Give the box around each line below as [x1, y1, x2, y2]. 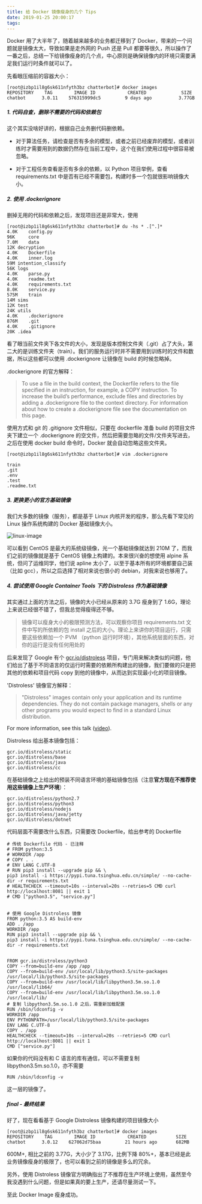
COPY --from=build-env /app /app [7, 963, 91, 969]
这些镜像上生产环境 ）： [11, 784, 68, 791]
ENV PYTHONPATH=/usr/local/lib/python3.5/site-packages [7, 1017, 149, 1023]
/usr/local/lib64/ [7, 984, 53, 991]
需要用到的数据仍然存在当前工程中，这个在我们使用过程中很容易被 [31, 145, 194, 152]
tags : [7, 20, 20, 26]
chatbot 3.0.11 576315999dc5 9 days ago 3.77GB [7, 95, 195, 101]
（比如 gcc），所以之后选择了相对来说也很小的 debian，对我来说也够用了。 [7, 567, 191, 574]
